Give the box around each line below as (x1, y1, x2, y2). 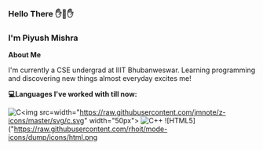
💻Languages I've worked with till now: (8, 90, 137, 99)
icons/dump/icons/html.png (8, 133, 98, 142)
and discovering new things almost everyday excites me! (8, 74, 192, 83)
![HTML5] (164, 116, 196, 126)
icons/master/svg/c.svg (8, 116, 85, 126)
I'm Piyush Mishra (8, 32, 79, 43)
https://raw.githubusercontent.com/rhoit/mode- (13, 124, 168, 134)
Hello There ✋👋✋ (8, 8, 74, 19)
